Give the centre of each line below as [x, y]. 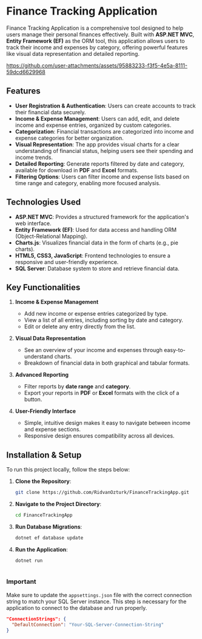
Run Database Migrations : [49, 527]
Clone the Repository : [43, 481]
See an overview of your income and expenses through [93, 350]
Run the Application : [41, 549]
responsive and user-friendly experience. [67, 262]
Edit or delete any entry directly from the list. [80, 326]
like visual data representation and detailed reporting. [73, 53]
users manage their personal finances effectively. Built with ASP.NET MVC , [100, 34]
